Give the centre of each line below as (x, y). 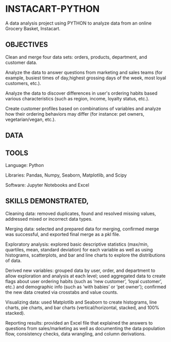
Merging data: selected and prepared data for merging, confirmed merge (82, 229)
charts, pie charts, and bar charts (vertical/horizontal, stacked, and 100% (82, 307)
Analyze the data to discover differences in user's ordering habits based (81, 93)
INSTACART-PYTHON (52, 9)
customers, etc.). (23, 83)
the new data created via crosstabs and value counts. (62, 292)
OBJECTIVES (27, 45)
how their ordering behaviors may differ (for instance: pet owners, (75, 114)
